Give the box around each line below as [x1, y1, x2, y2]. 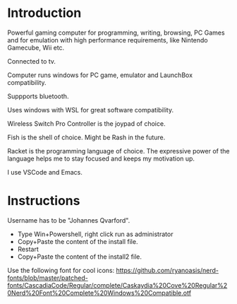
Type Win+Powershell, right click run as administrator [17, 230, 174, 238]
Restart [17, 245, 39, 253]
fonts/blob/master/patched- [7, 274, 88, 282]
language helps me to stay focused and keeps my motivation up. [7, 154, 195, 163]
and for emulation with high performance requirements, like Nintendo [7, 35, 208, 44]
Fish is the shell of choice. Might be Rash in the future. [7, 133, 166, 141]
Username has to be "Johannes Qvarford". [7, 216, 130, 224]
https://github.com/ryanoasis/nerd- [116, 266, 219, 274]
